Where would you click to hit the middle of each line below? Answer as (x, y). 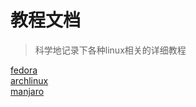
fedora (24, 70)
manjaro (27, 91)
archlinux (29, 80)
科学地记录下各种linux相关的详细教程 (110, 50)
